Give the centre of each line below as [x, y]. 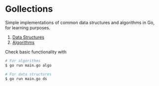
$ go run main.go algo [28, 65]
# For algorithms [23, 61]
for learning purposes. [28, 27]
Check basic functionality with [36, 52]
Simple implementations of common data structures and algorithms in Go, [80, 22]
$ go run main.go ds [26, 79]
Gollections [29, 9]
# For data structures [28, 74]
